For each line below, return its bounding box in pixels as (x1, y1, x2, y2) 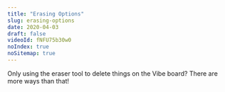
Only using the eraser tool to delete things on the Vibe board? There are (7, 69, 219, 78)
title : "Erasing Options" (7, 10, 84, 18)
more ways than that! (7, 76, 70, 85)
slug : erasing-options (7, 17, 75, 24)
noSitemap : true (7, 50, 56, 57)
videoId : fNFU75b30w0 (7, 37, 72, 44)
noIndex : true (7, 43, 50, 50)
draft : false (7, 30, 46, 38)
